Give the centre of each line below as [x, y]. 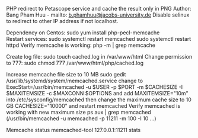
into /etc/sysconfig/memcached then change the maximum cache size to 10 [99, 100]
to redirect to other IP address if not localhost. [62, 21]
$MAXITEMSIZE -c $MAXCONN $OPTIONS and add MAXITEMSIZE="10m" [97, 93]
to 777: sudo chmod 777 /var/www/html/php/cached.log [75, 63]
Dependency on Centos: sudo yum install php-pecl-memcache [83, 33]
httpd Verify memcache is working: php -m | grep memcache [81, 45]
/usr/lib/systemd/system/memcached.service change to [75, 81]
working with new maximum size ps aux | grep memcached [79, 112]
